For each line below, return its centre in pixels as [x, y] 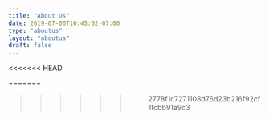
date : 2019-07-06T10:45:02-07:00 [64, 23]
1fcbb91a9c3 [169, 108]
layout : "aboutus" [39, 38]
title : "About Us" [39, 16]
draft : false [30, 46]
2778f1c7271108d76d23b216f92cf [204, 99]
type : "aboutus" [35, 30]
